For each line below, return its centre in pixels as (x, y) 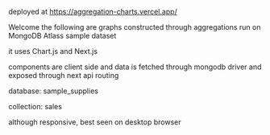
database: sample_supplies (54, 91)
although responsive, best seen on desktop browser (95, 122)
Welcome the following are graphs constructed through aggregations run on (135, 27)
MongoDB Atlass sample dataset (62, 36)
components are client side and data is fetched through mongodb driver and (135, 67)
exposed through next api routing (64, 75)
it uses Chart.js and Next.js (53, 51)
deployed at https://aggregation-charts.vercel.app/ (93, 12)
